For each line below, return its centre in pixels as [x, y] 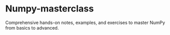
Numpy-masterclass [50, 9]
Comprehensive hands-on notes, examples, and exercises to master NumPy [85, 22]
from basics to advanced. [32, 27]
